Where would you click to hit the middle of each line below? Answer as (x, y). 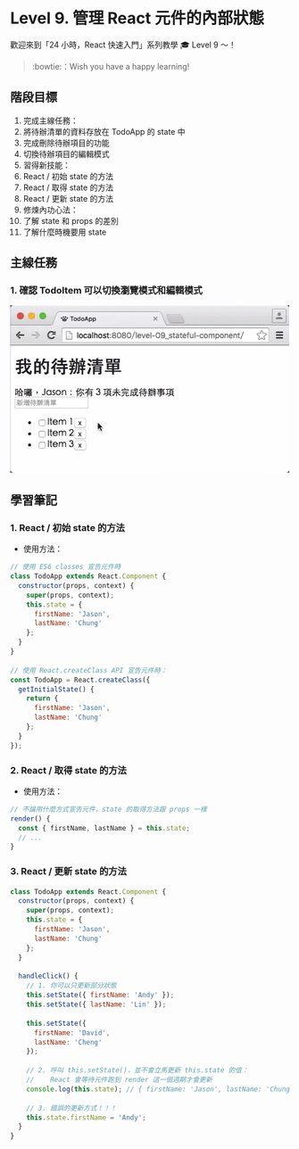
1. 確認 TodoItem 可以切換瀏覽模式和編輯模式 (107, 291)
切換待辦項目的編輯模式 (66, 153)
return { (42, 698)
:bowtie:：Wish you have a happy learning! (111, 66)
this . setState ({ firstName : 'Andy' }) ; (100, 996)
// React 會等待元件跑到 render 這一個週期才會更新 (120, 1080)
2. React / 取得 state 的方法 (69, 770)
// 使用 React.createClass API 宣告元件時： (89, 670)
